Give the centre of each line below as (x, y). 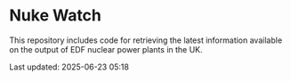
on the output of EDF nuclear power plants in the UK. (106, 49)
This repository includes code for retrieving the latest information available (146, 40)
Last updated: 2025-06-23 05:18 (69, 67)
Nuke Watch (56, 16)
